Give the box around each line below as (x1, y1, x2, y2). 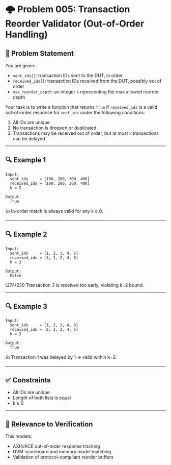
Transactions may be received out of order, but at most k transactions (12, 130, 159, 136)
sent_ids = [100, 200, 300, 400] (10, 176, 90, 181)
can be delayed (12, 136, 45, 141)
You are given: (5, 63, 36, 68)
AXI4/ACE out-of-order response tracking (12, 443, 100, 449)
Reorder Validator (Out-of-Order (5, 18, 145, 30)
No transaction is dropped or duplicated (12, 125, 97, 131)
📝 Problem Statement (5, 49, 74, 58)
